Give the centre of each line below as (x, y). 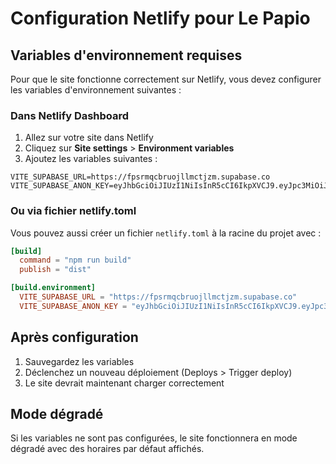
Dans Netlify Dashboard (70, 115)
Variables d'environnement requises (126, 55)
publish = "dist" (55, 270)
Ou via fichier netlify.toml (73, 211)
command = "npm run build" (75, 260)
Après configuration (74, 337)
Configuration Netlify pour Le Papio (160, 18)
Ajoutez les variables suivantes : (91, 159)
